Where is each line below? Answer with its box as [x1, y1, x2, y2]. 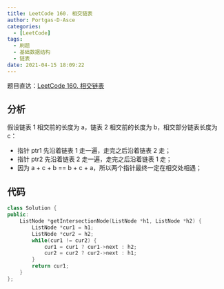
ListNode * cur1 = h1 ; [32, 224, 94, 231]
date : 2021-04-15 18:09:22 [7, 62, 85, 68]
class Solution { [7, 205, 57, 212]
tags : [7, 36, 23, 43]
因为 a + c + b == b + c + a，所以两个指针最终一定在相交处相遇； [17, 164, 202, 172]
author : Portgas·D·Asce [7, 17, 76, 24]
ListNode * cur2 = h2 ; [32, 230, 94, 237]
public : [7, 212, 30, 218]
